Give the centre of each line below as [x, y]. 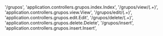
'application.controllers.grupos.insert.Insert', [51, 28]
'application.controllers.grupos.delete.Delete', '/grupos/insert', [69, 23]
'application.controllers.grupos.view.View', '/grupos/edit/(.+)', [68, 12]
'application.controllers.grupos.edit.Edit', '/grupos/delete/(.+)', [69, 18]
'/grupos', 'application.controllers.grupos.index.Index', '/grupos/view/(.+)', [82, 7]
